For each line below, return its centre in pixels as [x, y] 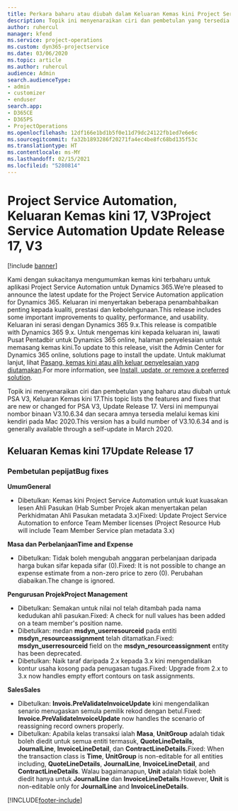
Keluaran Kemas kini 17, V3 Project [109, 215]
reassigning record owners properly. [70, 726]
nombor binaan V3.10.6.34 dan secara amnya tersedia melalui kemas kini [113, 414]
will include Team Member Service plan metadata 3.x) [96, 531]
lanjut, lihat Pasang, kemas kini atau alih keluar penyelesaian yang [103, 362]
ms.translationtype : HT [42, 146]
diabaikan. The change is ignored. [66, 581]
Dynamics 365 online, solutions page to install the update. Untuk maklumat [117, 355]
